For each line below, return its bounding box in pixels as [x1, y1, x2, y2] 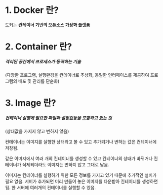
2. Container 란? [5, 41, 72, 52]
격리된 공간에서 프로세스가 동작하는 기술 [5, 58, 81, 64]
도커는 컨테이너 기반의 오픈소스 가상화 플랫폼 [5, 22, 90, 28]
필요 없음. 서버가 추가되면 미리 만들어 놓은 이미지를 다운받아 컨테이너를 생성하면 [5, 179, 158, 185]
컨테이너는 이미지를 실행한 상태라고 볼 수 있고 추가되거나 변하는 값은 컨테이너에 [5, 139, 157, 145]
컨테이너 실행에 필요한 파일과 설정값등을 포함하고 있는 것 [5, 115, 112, 121]
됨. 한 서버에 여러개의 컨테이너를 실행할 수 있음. [5, 185, 96, 191]
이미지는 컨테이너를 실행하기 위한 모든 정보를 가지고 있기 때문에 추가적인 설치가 [5, 172, 157, 178]
